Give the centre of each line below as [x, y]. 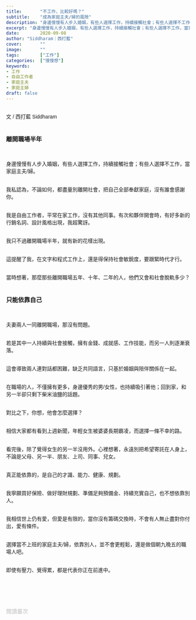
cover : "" [26, 45]
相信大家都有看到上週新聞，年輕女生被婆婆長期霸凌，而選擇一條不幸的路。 [95, 431]
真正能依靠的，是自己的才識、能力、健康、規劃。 [65, 475]
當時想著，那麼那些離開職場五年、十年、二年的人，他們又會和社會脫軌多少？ [98, 278]
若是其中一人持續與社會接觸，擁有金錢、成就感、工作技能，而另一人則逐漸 [95, 343]
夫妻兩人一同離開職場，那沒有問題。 [50, 325]
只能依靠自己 [24, 300]
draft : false [22, 93]
